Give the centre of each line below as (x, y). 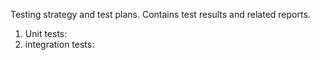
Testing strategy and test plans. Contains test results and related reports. (160, 14)
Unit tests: (46, 33)
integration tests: (59, 44)
